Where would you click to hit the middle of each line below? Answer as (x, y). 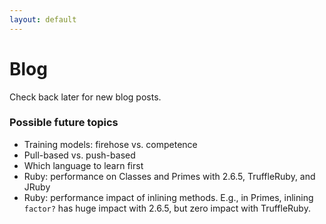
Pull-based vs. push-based (79, 155)
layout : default (43, 19)
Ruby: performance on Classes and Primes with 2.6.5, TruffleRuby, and (169, 176)
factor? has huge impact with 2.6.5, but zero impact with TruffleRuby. (167, 208)
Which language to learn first (83, 165)
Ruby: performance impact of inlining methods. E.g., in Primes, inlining (168, 197)
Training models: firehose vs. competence (110, 144)
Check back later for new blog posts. (85, 97)
